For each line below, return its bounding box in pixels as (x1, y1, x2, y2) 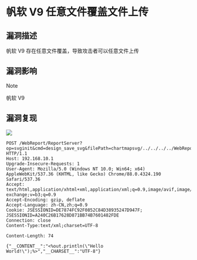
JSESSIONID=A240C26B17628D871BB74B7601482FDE (6, 212, 119, 218)
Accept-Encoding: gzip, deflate (6, 196, 85, 203)
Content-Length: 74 (6, 233, 54, 239)
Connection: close (6, 217, 51, 224)
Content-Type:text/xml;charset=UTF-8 (6, 222, 98, 228)
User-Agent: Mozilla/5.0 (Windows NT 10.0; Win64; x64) (6, 166, 145, 172)
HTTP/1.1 (6, 151, 28, 156)
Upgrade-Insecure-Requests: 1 (6, 161, 80, 166)
